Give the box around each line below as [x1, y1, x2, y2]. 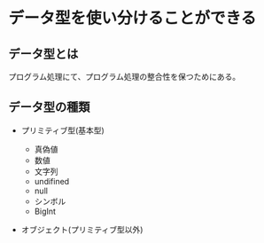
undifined [34, 176, 70, 186]
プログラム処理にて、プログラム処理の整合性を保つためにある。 [8, 72, 241, 82]
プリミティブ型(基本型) [20, 125, 105, 136]
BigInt [34, 206, 57, 216]
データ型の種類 [8, 99, 90, 115]
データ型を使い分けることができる [8, 8, 257, 28]
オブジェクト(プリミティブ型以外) [20, 223, 144, 235]
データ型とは [8, 46, 79, 61]
